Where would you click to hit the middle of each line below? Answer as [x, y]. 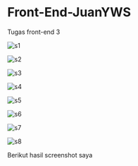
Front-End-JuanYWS [69, 12]
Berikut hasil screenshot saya [50, 155]
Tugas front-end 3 [34, 32]
